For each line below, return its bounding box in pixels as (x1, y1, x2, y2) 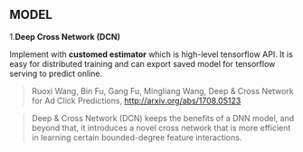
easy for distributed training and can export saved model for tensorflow (9, 58, 276, 69)
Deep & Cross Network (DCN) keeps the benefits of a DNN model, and (31, 112, 295, 123)
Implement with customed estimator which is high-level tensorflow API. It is (9, 49, 294, 60)
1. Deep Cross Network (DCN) (9, 31, 120, 42)
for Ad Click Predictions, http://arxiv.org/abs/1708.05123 (31, 95, 241, 106)
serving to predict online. (9, 68, 103, 79)
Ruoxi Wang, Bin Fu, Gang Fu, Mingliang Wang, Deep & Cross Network (31, 85, 294, 96)
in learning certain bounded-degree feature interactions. (31, 131, 242, 143)
